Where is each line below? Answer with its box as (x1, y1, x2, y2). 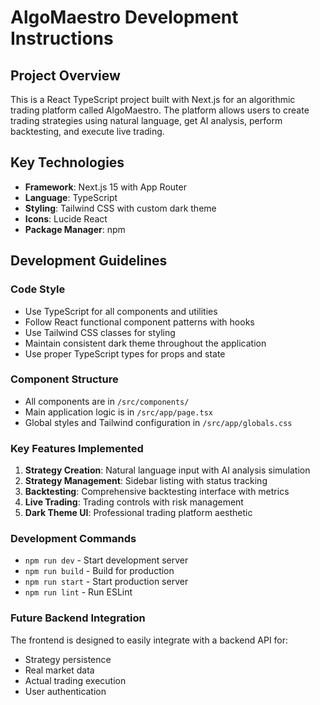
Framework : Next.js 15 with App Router (24, 181, 187, 193)
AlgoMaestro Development (10, 6, 239, 29)
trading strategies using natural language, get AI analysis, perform (10, 115, 283, 126)
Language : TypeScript (24, 191, 118, 203)
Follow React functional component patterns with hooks (24, 316, 255, 328)
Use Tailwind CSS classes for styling (24, 326, 176, 338)
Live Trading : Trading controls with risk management (24, 496, 244, 508)
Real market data (24, 664, 95, 676)
